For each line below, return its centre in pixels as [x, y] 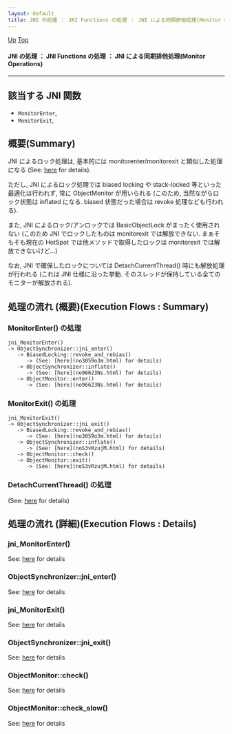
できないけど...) [35, 251]
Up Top [18, 39]
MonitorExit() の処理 [42, 403]
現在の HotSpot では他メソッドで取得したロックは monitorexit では [120, 243]
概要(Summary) [42, 143]
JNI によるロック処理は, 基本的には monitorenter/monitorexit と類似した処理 [115, 161]
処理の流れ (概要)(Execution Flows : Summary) [108, 306]
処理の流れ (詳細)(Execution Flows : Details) [102, 524]
